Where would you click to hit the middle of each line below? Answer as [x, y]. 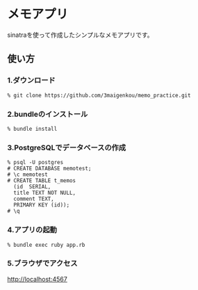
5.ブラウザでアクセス [42, 264]
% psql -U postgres [35, 163]
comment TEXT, [34, 199]
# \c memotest [28, 175]
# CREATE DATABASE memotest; [49, 169]
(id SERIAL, [32, 187]
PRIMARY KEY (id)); [42, 205]
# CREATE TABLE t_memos [42, 181]
